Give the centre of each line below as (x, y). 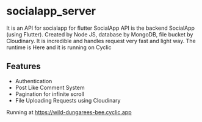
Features (23, 66)
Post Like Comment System (50, 87)
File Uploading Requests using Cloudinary (68, 100)
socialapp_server (51, 11)
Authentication (34, 81)
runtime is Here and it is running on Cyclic (59, 47)
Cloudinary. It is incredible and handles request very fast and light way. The (101, 41)
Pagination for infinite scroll (49, 94)
